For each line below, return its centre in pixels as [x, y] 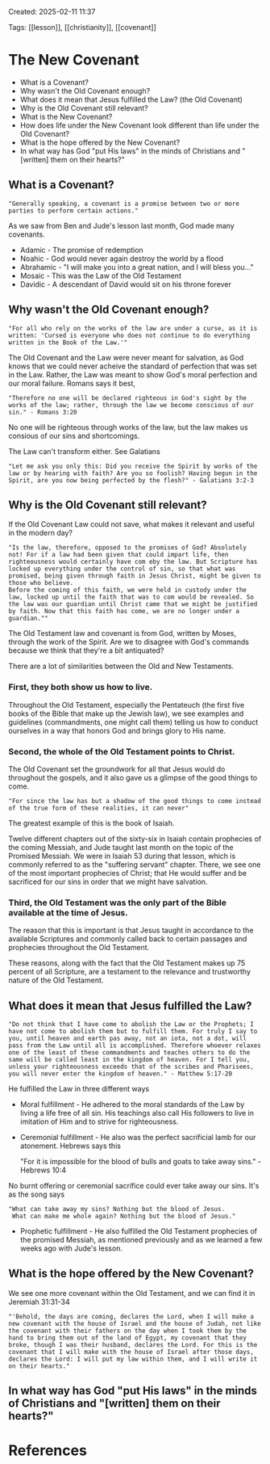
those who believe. [41, 583]
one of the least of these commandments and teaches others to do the [129, 1053]
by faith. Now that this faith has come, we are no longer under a [124, 612]
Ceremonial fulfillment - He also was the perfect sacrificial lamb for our [138, 1138]
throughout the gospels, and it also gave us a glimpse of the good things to [133, 777]
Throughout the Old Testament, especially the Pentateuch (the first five [127, 705]
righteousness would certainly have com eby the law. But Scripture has [133, 562]
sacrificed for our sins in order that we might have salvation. [108, 881]
